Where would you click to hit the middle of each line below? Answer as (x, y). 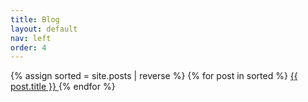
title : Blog (35, 19)
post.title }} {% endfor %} (63, 87)
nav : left (31, 38)
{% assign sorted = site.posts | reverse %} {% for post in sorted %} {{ (154, 76)
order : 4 (28, 47)
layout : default (44, 29)
